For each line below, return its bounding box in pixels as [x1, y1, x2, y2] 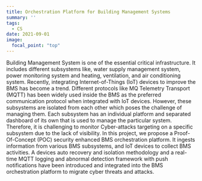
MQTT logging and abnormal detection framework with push [18, 155, 168, 162]
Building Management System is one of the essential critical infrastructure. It [6, 59, 196, 66]
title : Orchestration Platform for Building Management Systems [6, 8, 171, 15]
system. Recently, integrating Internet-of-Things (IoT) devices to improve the [6, 78, 197, 85]
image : [6, 37, 23, 43]
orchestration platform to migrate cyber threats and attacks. [6, 168, 155, 175]
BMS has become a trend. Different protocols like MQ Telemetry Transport [6, 84, 191, 92]
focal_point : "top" [11, 43, 61, 49]
